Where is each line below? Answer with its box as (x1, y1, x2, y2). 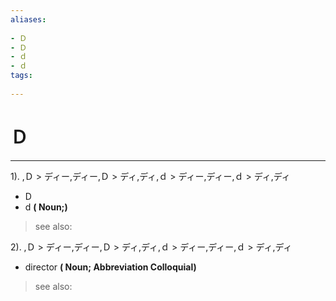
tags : (10, 71, 33, 81)
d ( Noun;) (24, 201, 68, 213)
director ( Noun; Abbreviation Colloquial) (24, 261, 197, 273)
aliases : (10, 14, 47, 25)
